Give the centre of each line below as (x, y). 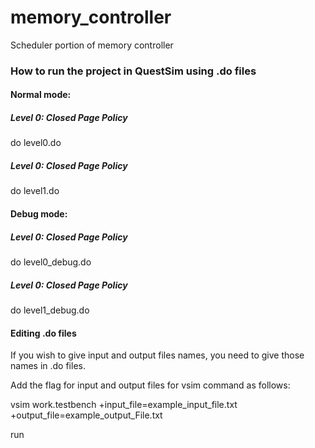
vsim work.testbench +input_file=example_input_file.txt (124, 405)
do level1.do (35, 191)
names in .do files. (48, 366)
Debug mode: (39, 213)
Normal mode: (41, 95)
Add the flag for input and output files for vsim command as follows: (150, 385)
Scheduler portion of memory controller (92, 45)
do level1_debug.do (50, 310)
